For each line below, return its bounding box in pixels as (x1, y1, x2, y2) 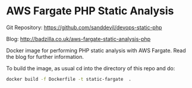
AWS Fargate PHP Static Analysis (6, 4, 174, 18)
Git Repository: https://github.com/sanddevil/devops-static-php (6, 24, 162, 31)
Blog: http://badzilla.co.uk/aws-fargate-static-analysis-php (6, 35, 151, 42)
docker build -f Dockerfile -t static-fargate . (6, 76, 132, 82)
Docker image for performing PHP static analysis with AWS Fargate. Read (6, 46, 186, 54)
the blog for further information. (6, 53, 84, 60)
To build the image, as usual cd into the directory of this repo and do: (6, 64, 175, 72)
